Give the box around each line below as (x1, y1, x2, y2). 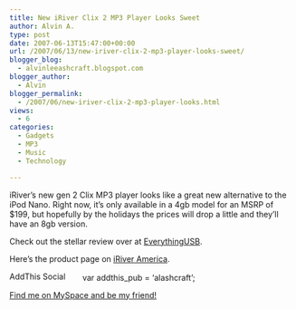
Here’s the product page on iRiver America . (9, 253, 170, 264)
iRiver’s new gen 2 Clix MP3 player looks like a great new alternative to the (9, 189, 287, 200)
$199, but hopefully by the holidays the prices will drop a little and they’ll (9, 208, 279, 219)
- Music (17, 148, 47, 157)
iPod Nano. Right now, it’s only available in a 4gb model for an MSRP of (9, 198, 274, 209)
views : (9, 106, 34, 115)
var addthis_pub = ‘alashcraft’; (81, 272, 196, 283)
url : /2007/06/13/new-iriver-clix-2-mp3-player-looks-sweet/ (9, 47, 245, 56)
